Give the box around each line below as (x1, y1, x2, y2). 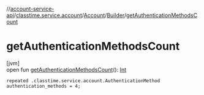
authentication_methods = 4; (6, 83, 81, 89)
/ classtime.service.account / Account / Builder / (13, 12, 127, 19)
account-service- (10, 5, 55, 12)
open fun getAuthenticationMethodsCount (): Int (6, 66, 127, 73)
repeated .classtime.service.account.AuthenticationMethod (6, 77, 161, 84)
